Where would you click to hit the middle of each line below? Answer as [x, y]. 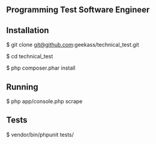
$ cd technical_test [30, 56]
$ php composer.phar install [41, 68]
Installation [28, 30]
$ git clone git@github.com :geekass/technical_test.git [73, 45]
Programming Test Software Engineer [78, 10]
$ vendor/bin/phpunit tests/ [40, 134]
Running [22, 87]
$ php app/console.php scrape [44, 101]
